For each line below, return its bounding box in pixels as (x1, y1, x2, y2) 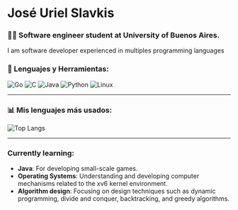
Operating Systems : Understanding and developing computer (17, 172, 200, 180)
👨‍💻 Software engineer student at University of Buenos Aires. (7, 31, 220, 40)
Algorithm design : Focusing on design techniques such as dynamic (17, 187, 216, 196)
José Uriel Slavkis (7, 5, 115, 21)
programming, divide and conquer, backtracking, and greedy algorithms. (17, 194, 230, 203)
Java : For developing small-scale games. (17, 165, 138, 173)
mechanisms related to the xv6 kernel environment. (17, 179, 168, 188)
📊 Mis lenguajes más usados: (7, 105, 112, 115)
